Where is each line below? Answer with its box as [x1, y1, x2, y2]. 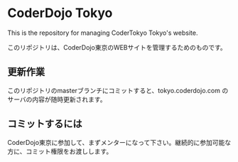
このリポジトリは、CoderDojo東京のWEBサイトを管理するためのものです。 [7, 43, 227, 51]
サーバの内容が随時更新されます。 [7, 94, 107, 104]
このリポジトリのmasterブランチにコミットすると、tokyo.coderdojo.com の [7, 86, 229, 94]
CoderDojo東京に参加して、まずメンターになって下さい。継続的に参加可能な [7, 138, 232, 146]
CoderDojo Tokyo [7, 5, 113, 21]
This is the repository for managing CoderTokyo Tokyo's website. [7, 28, 198, 37]
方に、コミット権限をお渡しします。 [7, 147, 113, 156]
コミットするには [7, 118, 82, 130]
